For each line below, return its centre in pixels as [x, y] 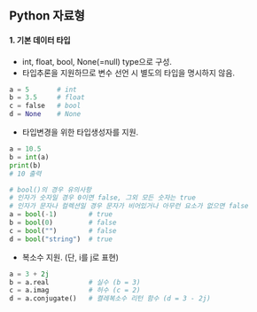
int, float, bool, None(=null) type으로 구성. [97, 61]
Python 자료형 [47, 16]
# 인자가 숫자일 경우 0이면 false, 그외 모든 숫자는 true [103, 198]
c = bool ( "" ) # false [63, 230]
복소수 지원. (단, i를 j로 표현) [70, 257]
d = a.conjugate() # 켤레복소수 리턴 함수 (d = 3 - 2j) [110, 299]
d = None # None [45, 114]
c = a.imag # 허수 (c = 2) [75, 291]
